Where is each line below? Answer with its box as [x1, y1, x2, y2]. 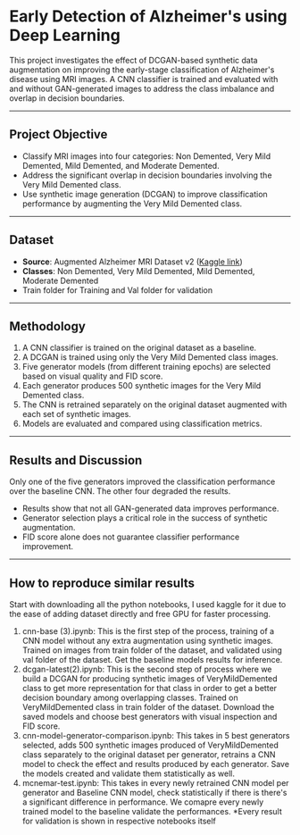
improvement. [21, 541, 74, 552]
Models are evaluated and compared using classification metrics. [21, 418, 262, 430]
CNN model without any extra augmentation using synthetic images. [21, 636, 274, 646]
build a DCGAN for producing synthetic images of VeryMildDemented [21, 673, 278, 684]
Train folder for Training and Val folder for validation [21, 284, 213, 296]
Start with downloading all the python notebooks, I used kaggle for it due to [9, 599, 287, 609]
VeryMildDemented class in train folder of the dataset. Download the [21, 702, 275, 712]
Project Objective [9, 127, 108, 142]
